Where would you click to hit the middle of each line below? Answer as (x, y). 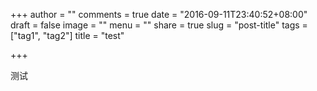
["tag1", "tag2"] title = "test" (67, 35)
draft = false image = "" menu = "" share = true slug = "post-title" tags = (159, 25)
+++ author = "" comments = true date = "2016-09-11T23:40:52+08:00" (159, 14)
